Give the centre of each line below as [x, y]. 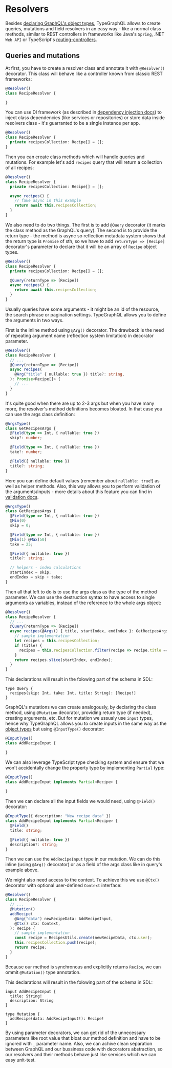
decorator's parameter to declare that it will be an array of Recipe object [81, 247]
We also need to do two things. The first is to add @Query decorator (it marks [85, 224]
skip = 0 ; [20, 526]
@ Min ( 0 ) [18, 521]
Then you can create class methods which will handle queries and [75, 157]
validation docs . [22, 497]
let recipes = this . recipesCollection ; [57, 641]
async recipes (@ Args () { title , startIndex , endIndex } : [72, 631]
